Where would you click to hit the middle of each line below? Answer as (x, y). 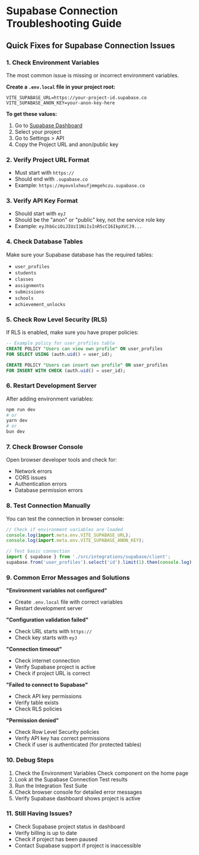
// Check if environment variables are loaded (65, 529)
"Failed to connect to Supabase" (47, 685)
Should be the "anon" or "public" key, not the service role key (90, 220)
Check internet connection (47, 661)
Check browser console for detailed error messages (78, 792)
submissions (29, 292)
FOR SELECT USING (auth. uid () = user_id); (59, 354)
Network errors (33, 471)
